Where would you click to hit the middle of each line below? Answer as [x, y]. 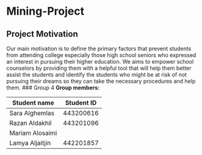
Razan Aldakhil [31, 123]
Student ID [81, 103]
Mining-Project [45, 11]
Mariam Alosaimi [33, 133]
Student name [33, 103]
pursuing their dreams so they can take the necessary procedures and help [101, 81]
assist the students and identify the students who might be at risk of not [97, 74]
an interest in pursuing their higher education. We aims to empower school [100, 62]
